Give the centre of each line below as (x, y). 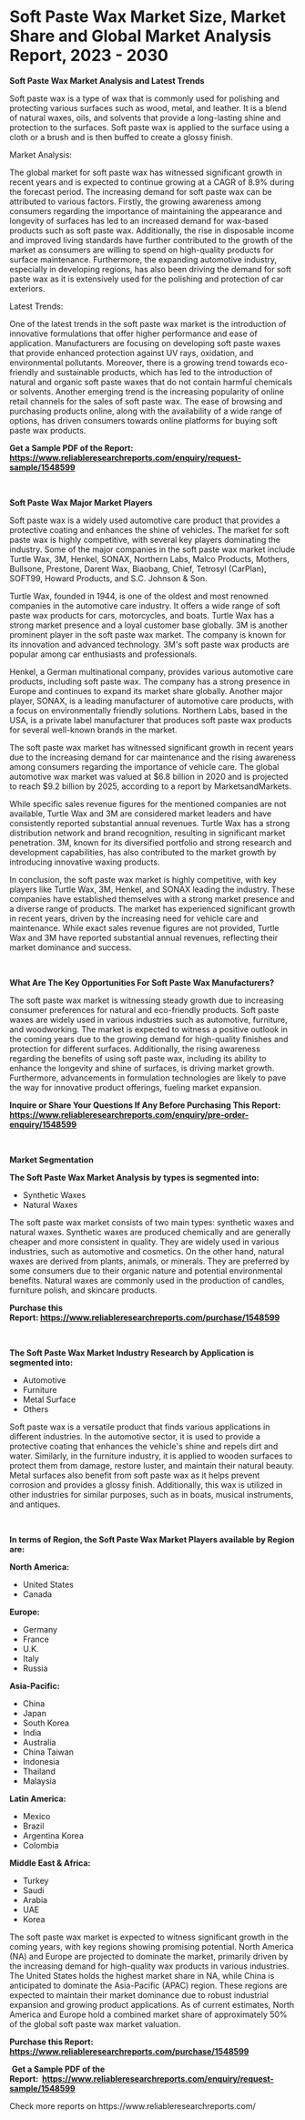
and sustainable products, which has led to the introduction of (157, 372)
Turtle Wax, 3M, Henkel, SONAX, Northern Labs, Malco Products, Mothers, (149, 558)
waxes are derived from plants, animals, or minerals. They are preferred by (149, 1261)
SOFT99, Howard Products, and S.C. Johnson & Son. (108, 578)
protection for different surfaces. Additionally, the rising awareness (135, 1049)
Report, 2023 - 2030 (89, 56)
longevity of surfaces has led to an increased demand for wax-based (139, 220)
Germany (40, 1629)
